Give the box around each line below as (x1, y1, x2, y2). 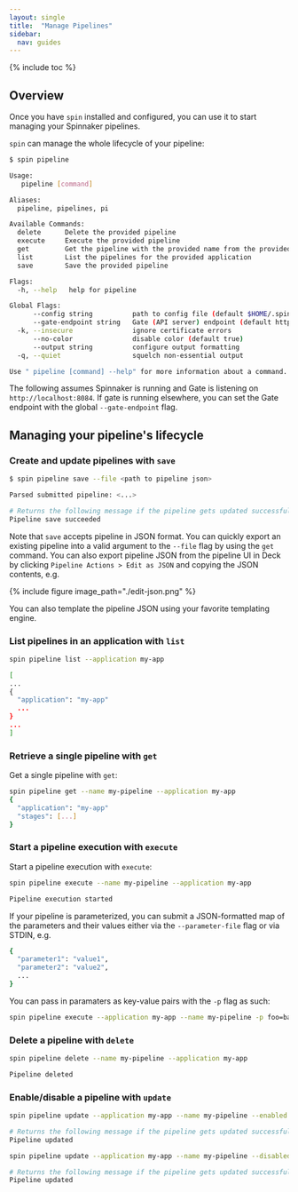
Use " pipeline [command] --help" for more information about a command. (9, 367, 288, 376)
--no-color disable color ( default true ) (32, 334, 244, 343)
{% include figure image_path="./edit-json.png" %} (9, 585, 197, 596)
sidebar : (9, 29, 42, 38)
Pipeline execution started (9, 894, 114, 903)
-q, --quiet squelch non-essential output (17, 351, 244, 360)
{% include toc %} (9, 62, 77, 73)
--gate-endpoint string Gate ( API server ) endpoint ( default (32, 318, 272, 327)
